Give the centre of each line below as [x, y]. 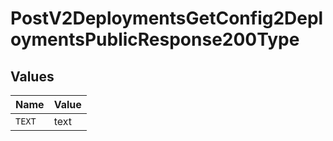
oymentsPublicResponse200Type [155, 39]
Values [32, 76]
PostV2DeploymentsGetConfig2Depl [167, 18]
